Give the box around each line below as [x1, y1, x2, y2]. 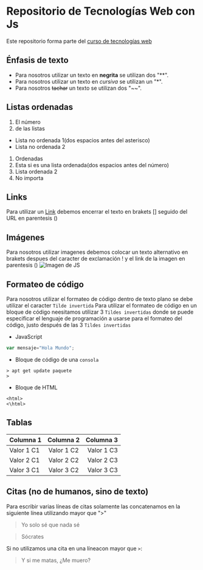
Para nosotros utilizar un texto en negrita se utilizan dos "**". [15, 71, 169, 79]
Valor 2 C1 [9, 456, 40, 464]
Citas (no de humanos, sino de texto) [6, 486, 149, 497]
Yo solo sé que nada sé [21, 521, 80, 529]
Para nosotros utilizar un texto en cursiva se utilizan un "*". [15, 78, 163, 85]
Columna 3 [85, 435, 119, 444]
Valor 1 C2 [48, 446, 79, 454]
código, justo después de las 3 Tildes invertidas [6, 322, 131, 328]
